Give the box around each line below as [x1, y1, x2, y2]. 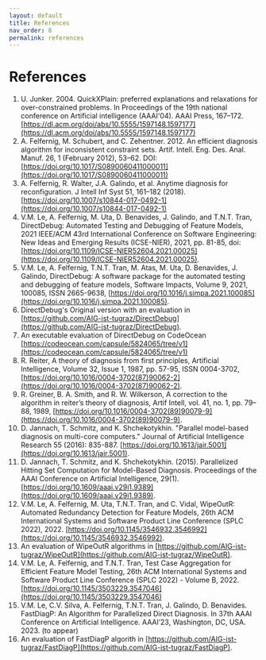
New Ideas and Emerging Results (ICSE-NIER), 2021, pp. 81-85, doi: [20, 237, 241, 247]
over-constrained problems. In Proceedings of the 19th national [20, 102, 228, 112]
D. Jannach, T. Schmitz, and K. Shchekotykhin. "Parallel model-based [20, 423, 249, 433]
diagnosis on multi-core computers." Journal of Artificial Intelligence [20, 432, 245, 442]
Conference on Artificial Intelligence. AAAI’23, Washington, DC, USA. [20, 617, 246, 627]
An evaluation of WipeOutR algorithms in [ [20, 542, 158, 551]
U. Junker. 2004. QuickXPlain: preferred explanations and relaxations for [20, 95, 258, 104]
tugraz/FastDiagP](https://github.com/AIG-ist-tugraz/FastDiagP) [20, 643, 231, 652]
